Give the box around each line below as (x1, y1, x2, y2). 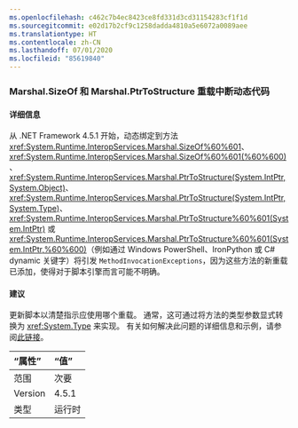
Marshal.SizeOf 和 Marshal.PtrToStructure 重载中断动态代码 (9, 85, 271, 98)
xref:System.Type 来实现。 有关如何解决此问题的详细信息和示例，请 (26, 321, 275, 331)
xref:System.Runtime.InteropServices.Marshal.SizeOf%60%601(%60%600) (9, 152, 286, 162)
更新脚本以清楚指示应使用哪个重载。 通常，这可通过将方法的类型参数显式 (9, 310, 276, 321)
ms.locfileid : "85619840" (9, 54, 105, 63)
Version (13, 387, 46, 400)
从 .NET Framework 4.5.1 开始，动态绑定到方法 (9, 131, 179, 141)
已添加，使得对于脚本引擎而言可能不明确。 (9, 266, 165, 277)
